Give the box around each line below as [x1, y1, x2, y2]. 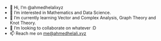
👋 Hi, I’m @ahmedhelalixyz [9, 5, 63, 10]
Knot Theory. [9, 20, 37, 26]
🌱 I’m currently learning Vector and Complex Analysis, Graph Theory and [9, 15, 156, 20]
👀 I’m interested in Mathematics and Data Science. [9, 10, 111, 15]
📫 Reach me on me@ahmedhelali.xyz [9, 30, 86, 36]
